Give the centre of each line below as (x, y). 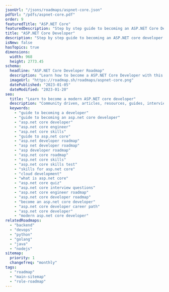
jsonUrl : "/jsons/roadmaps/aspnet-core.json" (54, 10)
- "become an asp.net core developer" (55, 202)
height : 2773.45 (27, 61)
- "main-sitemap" (28, 277)
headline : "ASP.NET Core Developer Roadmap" (57, 71)
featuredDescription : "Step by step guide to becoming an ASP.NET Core (82, 29)
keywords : (20, 108)
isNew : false (19, 43)
